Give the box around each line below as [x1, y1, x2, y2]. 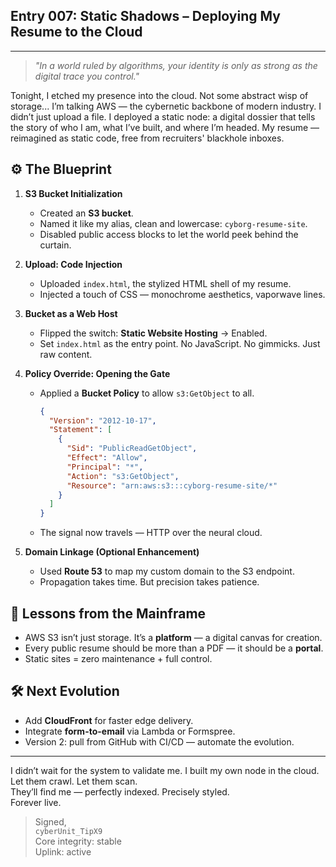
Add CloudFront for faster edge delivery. [24, 714, 194, 726]
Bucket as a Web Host [24, 307, 118, 319]
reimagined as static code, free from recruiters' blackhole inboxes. [10, 132, 285, 144]
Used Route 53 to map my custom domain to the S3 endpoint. [39, 565, 295, 578]
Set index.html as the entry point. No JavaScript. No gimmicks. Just [39, 337, 321, 349]
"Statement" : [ [48, 425, 113, 435]
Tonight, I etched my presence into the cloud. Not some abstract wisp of [10, 89, 309, 101]
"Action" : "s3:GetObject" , [66, 471, 180, 481]
